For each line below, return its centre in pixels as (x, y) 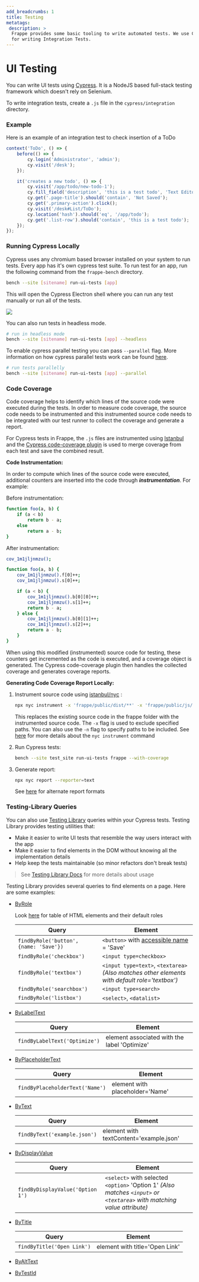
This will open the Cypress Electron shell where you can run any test (90, 294)
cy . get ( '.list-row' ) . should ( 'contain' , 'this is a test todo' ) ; (108, 220)
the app (24, 844)
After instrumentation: (33, 548)
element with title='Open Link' (138, 1246)
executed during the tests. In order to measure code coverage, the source (96, 408)
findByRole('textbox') (49, 972)
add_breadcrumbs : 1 (30, 12)
